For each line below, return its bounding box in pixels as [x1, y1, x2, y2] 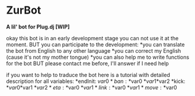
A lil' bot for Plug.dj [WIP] [6, 23, 70, 30]
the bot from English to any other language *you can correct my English [6, 47, 181, 54]
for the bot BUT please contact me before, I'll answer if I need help [6, 60, 169, 67]
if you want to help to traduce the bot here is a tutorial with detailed [6, 71, 170, 78]
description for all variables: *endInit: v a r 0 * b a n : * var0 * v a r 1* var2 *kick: [6, 78, 186, 85]
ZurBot [6, 4, 41, 17]
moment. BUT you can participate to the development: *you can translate [6, 41, 185, 48]
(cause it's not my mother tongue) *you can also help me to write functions [6, 53, 190, 60]
